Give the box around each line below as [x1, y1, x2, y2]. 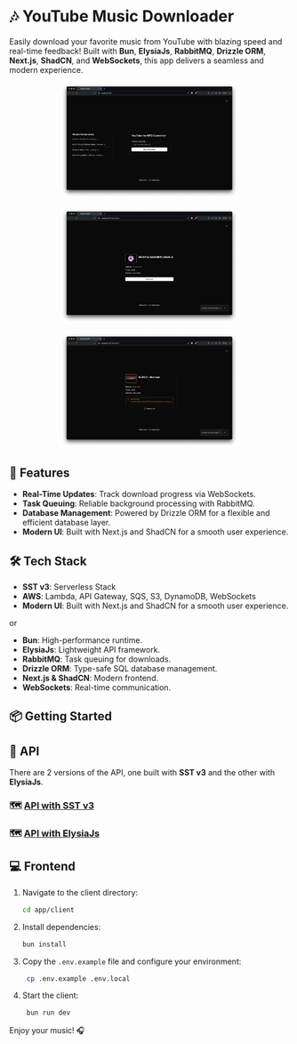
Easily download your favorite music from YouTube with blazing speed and [9, 36, 283, 46]
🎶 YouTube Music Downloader [9, 6, 235, 27]
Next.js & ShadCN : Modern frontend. [21, 673, 158, 683]
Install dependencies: [21, 921, 101, 932]
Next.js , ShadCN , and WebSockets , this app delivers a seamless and [9, 55, 264, 66]
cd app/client [21, 905, 75, 914]
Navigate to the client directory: [21, 887, 139, 897]
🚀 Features [9, 465, 70, 480]
